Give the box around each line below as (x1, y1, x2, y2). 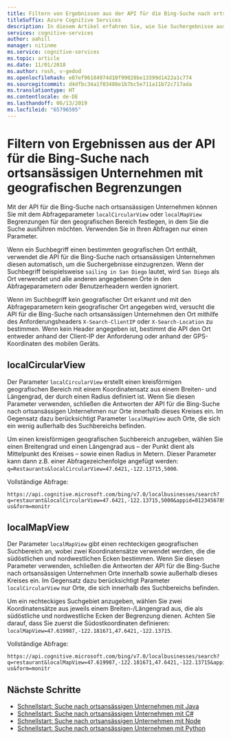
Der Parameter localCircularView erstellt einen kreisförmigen (7, 377, 182, 386)
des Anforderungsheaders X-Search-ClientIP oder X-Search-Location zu (7, 317, 213, 325)
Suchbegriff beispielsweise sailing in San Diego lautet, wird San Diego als (7, 267, 220, 276)
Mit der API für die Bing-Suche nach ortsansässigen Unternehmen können (7, 203, 218, 211)
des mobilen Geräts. (43, 339, 100, 347)
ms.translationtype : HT (7, 87, 76, 94)
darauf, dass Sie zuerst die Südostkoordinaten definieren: (7, 619, 170, 627)
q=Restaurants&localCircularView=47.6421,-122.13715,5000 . (7, 464, 179, 472)
